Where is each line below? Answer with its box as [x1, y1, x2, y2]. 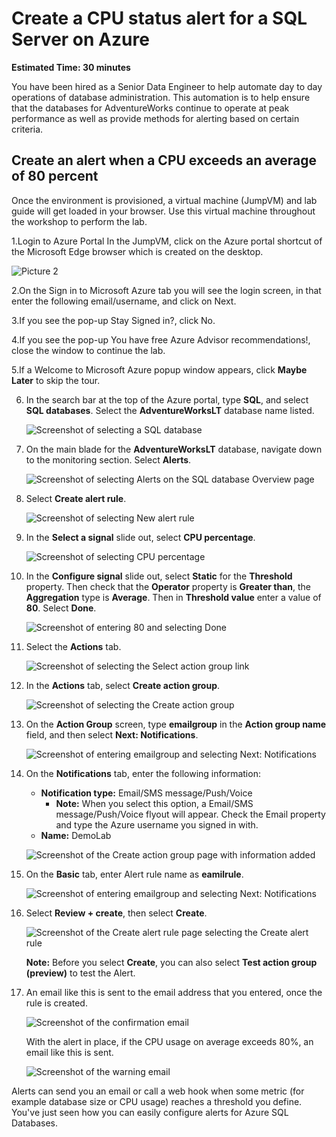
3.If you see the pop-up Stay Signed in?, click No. [11, 314, 216, 326]
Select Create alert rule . [25, 492, 127, 504]
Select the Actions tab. [25, 640, 122, 652]
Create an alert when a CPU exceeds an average [11, 152, 318, 169]
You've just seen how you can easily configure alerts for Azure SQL [11, 1106, 289, 1118]
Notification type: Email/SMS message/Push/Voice [40, 787, 253, 799]
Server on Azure [11, 28, 150, 51]
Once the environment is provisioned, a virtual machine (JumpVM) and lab [11, 194, 318, 206]
